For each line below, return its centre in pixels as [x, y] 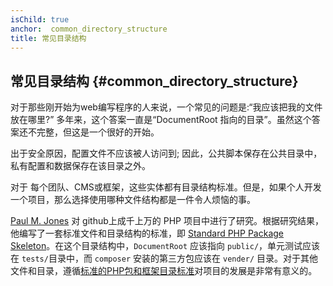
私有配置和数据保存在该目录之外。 [80, 166]
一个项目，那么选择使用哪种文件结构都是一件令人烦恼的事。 [133, 200]
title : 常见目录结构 [48, 38]
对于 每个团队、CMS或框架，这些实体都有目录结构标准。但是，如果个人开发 [166, 187]
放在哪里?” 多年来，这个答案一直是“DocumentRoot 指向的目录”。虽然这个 [161, 120]
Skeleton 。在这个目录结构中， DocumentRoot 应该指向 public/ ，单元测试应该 [165, 246]
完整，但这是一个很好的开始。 [98, 132]
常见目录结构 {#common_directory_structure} [154, 81]
